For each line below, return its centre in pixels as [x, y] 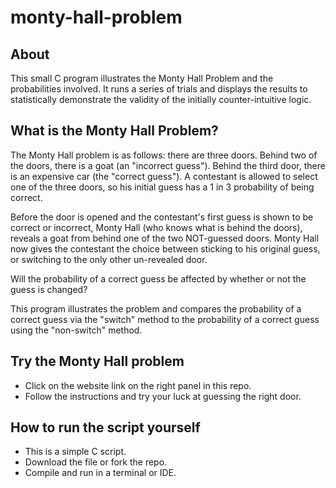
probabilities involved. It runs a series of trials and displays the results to [159, 89]
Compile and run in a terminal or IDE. [100, 473]
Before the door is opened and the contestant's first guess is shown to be [162, 217]
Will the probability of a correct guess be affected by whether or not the [158, 278]
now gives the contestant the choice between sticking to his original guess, [165, 248]
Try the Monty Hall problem [97, 361]
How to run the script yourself [105, 427]
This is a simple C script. [75, 452]
